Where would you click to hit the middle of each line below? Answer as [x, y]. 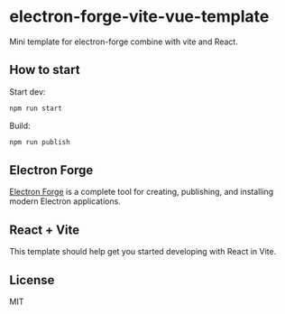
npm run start [36, 108]
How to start [45, 70]
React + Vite [45, 230]
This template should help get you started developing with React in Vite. [143, 252]
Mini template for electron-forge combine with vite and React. [124, 42]
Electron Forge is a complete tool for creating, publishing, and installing [142, 192]
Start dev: [28, 91]
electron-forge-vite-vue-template [139, 17]
